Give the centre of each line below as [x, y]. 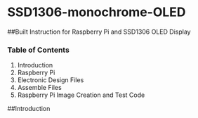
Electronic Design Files [51, 80]
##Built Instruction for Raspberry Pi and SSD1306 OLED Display [99, 32]
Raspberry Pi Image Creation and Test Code [81, 95]
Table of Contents [39, 50]
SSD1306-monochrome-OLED [97, 12]
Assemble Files [39, 88]
